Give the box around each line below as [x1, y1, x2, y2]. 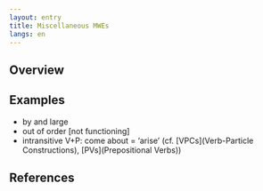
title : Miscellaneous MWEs [9, 21, 110, 30]
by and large [21, 116, 69, 127]
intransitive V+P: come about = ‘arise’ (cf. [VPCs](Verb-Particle [21, 135, 254, 146]
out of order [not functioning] [21, 125, 130, 136]
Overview [9, 62, 65, 77]
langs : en [9, 29, 46, 38]
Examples [9, 92, 65, 107]
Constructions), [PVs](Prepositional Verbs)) [21, 144, 182, 155]
